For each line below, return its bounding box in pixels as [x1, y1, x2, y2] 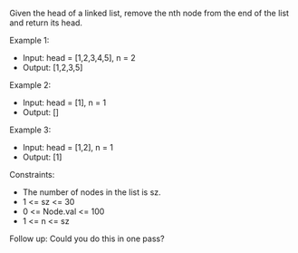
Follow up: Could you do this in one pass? [9, 233, 165, 244]
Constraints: [9, 170, 55, 180]
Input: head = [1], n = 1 [22, 97, 107, 108]
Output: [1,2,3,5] [22, 63, 83, 73]
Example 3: [9, 124, 52, 135]
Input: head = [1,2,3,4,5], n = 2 [22, 53, 136, 63]
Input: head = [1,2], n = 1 [22, 142, 113, 152]
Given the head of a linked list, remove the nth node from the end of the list [9, 8, 290, 18]
